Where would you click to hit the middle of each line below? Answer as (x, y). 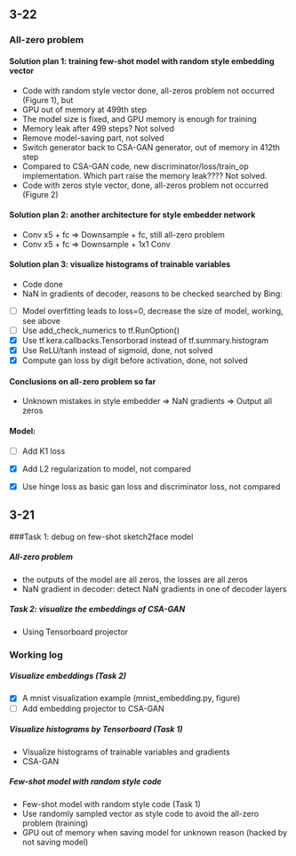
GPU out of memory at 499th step (84, 109)
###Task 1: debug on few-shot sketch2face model (101, 537)
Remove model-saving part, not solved (93, 138)
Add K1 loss (44, 451)
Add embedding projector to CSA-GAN (93, 708)
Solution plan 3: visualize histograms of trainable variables (120, 264)
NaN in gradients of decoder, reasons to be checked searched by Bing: (152, 294)
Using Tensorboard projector (75, 632)
